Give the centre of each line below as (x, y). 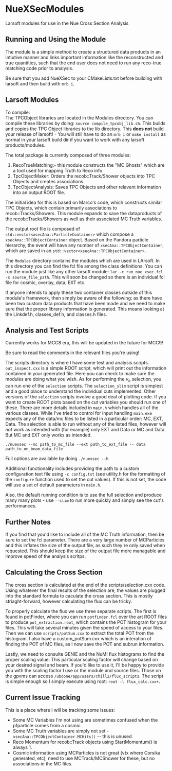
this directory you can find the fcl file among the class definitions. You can (84, 266)
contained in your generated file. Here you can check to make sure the (80, 374)
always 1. (22, 747)
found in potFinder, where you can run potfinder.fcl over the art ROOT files (86, 617)
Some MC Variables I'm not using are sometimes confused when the (85, 720)
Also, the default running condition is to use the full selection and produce (83, 495)
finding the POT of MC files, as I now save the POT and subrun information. (85, 644)
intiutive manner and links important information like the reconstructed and (84, 57)
